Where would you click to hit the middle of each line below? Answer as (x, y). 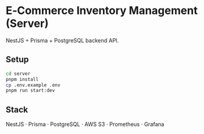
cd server (18, 74)
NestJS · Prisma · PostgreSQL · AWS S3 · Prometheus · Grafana (85, 124)
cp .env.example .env (33, 85)
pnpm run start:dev (30, 91)
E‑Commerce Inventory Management (102, 11)
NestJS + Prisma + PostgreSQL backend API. (62, 40)
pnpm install (22, 79)
